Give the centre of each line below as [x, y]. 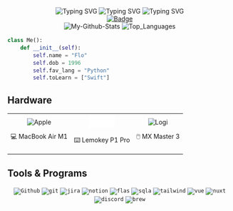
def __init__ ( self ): [51, 48]
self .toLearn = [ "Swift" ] [72, 78]
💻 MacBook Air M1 [39, 136]
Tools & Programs [47, 173]
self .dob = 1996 [57, 63]
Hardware [30, 100]
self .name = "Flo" [60, 55]
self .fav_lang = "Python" [72, 71]
